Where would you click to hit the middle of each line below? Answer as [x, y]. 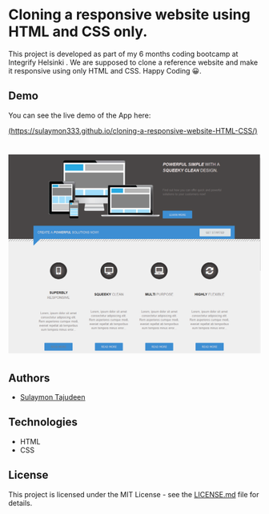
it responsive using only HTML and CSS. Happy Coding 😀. [105, 70]
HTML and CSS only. [78, 32]
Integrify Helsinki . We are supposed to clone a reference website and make [133, 62]
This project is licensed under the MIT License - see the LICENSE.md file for [134, 494]
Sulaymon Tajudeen [52, 396]
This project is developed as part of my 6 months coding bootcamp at [123, 54]
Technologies [43, 422]
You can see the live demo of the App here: [80, 115]
